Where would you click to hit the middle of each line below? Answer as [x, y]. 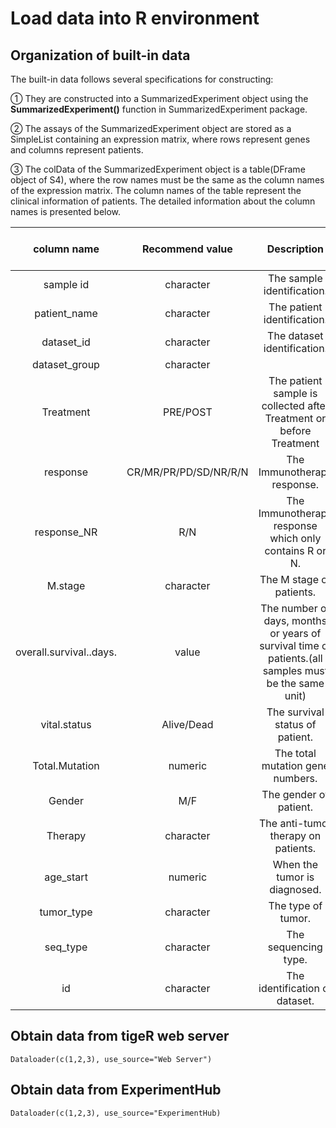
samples [282, 670]
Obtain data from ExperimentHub [116, 1090]
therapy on [295, 835]
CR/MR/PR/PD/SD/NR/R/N [187, 472]
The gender [289, 794]
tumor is [295, 877]
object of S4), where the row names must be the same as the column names [167, 180]
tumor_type [66, 912]
